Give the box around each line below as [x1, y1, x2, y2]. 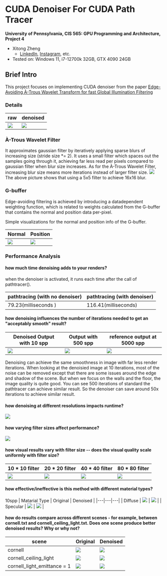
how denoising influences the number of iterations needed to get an [5, 315, 149, 322]
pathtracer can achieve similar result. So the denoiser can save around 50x [5, 386, 159, 392]
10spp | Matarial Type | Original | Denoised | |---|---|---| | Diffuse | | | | [5, 497, 162, 503]
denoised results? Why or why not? [5, 525, 80, 531]
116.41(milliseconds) [86, 301, 138, 308]
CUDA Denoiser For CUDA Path [5, 3, 135, 15]
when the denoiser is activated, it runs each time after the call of [5, 276, 137, 282]
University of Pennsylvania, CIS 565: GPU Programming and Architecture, [5, 30, 161, 36]
